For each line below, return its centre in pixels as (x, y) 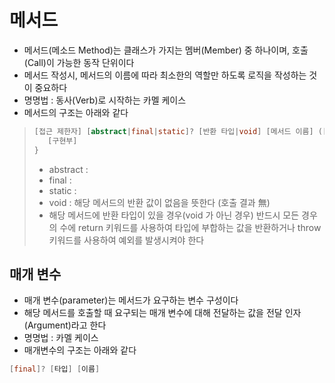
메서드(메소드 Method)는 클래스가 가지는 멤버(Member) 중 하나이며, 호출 (166, 50)
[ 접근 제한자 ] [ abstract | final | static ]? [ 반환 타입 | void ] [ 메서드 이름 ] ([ (180, 131)
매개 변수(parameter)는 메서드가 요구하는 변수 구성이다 (131, 300)
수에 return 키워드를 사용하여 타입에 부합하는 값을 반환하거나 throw (190, 227)
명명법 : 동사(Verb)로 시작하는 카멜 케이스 (105, 100)
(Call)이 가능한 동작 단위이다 (79, 62)
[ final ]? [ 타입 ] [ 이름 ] (55, 369)
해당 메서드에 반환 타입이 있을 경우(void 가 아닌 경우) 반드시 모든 (174, 215)
